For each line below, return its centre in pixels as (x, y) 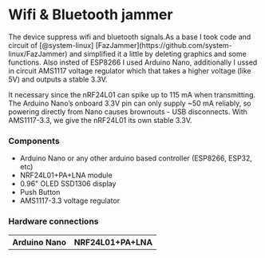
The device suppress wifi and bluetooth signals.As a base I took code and (130, 37)
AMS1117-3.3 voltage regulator (70, 200)
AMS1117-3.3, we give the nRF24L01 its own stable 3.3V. (101, 120)
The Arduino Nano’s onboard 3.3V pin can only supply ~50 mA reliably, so (130, 103)
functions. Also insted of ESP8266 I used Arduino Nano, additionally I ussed (133, 62)
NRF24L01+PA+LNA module (66, 175)
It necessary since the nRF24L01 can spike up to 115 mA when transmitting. (132, 94)
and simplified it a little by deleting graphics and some (158, 54)
